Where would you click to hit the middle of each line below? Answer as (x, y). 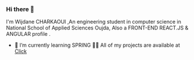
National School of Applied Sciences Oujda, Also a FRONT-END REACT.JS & (97, 28)
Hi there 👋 (20, 9)
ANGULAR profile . (28, 34)
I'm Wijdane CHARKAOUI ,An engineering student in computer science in (94, 22)
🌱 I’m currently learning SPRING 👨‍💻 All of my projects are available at (97, 45)
